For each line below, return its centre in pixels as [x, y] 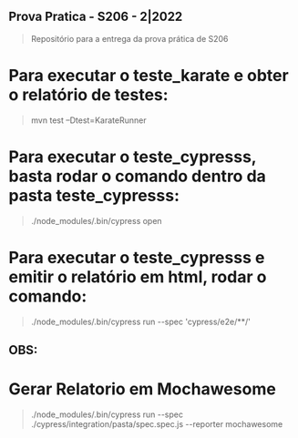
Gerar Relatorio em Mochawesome [143, 389]
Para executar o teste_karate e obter [149, 76]
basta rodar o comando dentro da [137, 176]
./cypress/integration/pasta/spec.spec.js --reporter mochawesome [157, 423]
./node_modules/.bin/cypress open [96, 220]
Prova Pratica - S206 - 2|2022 [96, 17]
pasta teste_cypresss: [94, 195]
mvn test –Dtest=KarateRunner [88, 120]
